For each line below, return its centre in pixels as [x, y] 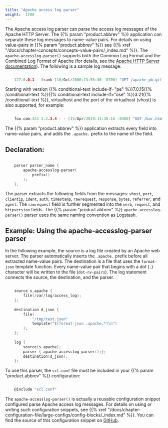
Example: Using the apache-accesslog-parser [79, 231]
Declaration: [25, 149]
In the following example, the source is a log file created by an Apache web [82, 251]
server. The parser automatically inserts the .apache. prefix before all [76, 256]
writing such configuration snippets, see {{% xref [56, 410]
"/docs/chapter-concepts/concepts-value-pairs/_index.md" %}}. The [77, 50]
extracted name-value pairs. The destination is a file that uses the [73, 261]
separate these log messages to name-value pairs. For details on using [78, 39]
